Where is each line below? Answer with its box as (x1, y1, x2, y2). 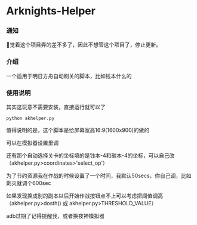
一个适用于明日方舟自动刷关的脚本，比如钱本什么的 (6, 72, 132, 79)
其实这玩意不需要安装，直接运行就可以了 (6, 103, 106, 111)
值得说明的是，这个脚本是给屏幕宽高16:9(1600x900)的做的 (6, 127, 150, 134)
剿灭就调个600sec (6, 180, 51, 187)
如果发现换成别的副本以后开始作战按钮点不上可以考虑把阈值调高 (6, 192, 163, 199)
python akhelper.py (6, 115, 55, 122)
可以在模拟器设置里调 (6, 139, 59, 147)
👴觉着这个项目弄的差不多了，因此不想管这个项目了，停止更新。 (6, 41, 162, 48)
